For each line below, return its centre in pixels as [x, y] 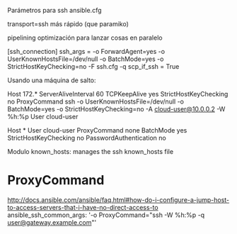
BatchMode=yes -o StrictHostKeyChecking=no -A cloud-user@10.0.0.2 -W [116, 109]
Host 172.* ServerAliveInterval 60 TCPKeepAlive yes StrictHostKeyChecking [118, 94]
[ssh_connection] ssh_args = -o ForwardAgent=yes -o [86, 51]
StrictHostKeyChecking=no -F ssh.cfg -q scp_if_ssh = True [93, 66]
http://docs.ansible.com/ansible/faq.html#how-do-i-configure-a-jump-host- [118, 200]
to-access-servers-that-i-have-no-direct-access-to [83, 207]
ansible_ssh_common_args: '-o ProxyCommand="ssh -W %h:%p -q [106, 215]
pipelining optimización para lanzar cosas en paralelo [85, 38]
